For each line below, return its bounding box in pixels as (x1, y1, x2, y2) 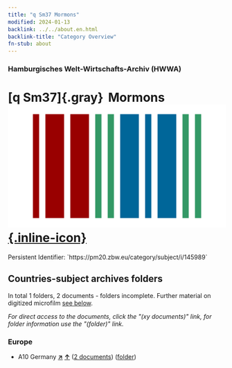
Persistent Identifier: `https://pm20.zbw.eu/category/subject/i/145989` (8, 253, 208, 261)
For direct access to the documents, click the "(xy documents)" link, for (8, 312, 212, 320)
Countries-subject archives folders (8, 273, 163, 285)
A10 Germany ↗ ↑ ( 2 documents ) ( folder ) (17, 353, 137, 361)
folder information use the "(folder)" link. (8, 319, 124, 328)
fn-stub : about (8, 40, 52, 48)
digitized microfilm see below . (8, 299, 93, 307)
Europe (8, 337, 33, 347)
